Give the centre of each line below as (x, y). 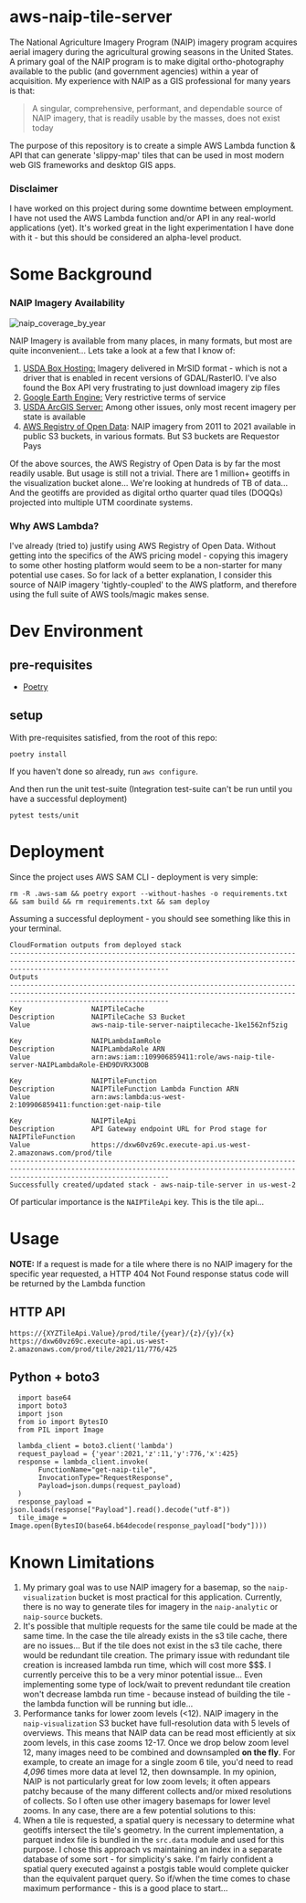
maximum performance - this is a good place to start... (125, 1888)
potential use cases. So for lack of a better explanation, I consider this (141, 575)
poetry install (38, 754)
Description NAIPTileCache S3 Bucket (97, 1017)
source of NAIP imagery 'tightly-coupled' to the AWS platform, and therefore (153, 585)
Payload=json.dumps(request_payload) (110, 1486)
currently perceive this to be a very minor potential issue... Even (142, 1675)
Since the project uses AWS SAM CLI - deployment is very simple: (134, 877)
